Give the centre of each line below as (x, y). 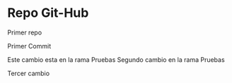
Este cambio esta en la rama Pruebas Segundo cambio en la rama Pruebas (116, 59)
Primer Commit (29, 46)
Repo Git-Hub (48, 13)
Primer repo (25, 32)
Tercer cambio (29, 73)
